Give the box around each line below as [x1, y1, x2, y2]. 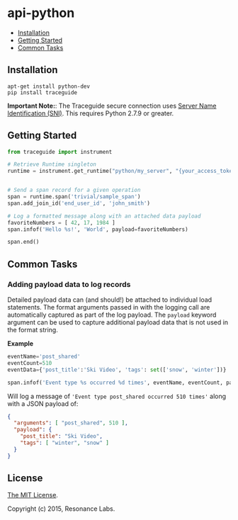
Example [7, 339, 34, 348]
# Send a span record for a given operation [7, 186, 141, 194]
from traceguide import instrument [7, 148, 113, 155]
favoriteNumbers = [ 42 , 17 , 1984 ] [7, 219, 115, 226]
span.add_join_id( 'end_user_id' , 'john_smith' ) [7, 200, 151, 207]
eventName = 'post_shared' [7, 353, 81, 360]
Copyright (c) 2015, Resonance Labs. [7, 504, 115, 513]
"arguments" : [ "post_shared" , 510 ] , [13, 419, 129, 426]
